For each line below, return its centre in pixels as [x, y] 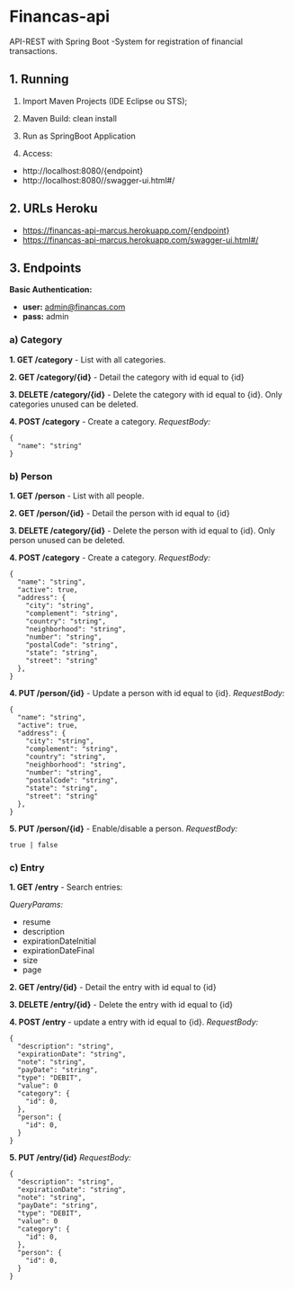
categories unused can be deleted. [74, 404]
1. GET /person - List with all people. [77, 496]
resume [36, 922]
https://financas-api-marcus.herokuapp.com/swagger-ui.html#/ [140, 239]
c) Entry [27, 867]
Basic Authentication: [51, 290]
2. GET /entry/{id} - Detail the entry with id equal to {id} [113, 988]
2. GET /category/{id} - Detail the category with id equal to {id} [127, 377]
